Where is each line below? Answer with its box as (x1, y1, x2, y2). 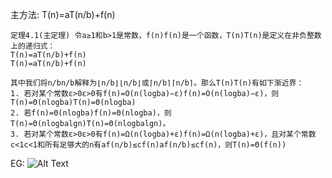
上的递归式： (10, 41, 56, 51)
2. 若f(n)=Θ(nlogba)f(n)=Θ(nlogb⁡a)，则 (10, 108, 172, 118)
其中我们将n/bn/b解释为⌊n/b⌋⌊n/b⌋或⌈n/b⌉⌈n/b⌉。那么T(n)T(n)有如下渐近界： (10, 78, 305, 88)
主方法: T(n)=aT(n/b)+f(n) (10, 9, 116, 20)
